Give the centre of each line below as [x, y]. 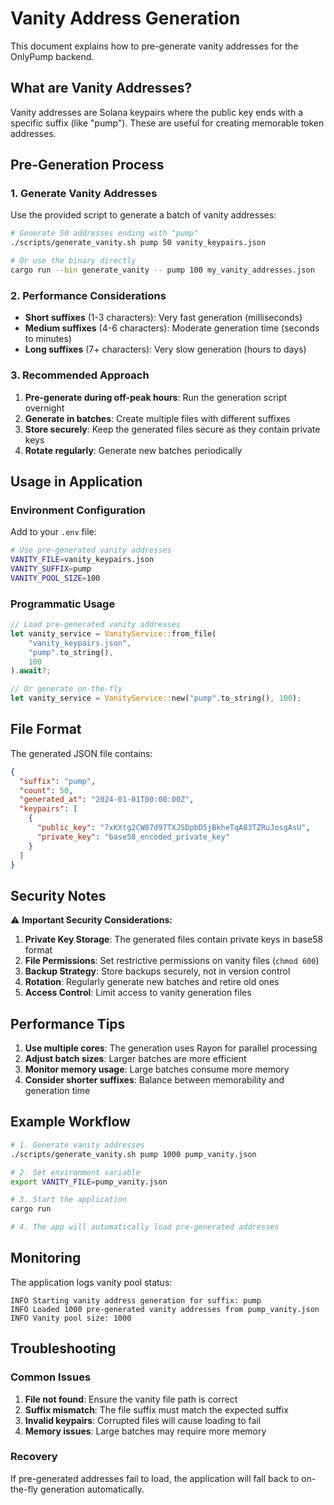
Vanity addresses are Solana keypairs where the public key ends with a [157, 112]
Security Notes [58, 895]
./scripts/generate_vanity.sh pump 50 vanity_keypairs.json [138, 243]
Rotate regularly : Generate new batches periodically [133, 450]
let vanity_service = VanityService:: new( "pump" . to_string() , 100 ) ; [156, 698]
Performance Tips [68, 1023]
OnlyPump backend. [52, 56]
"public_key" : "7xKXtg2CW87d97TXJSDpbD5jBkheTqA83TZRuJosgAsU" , [173, 828]
